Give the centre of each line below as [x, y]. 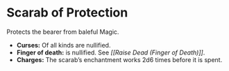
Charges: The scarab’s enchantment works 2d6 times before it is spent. [119, 59]
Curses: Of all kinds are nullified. [63, 45]
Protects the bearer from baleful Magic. [63, 32]
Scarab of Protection [67, 13]
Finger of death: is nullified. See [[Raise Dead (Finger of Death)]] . [111, 52]
